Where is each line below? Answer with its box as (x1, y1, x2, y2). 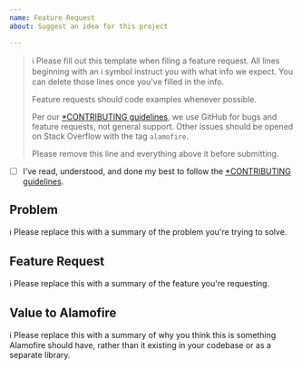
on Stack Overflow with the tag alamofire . (31, 131, 189, 141)
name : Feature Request (9, 13, 95, 23)
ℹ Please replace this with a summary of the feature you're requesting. (9, 278, 270, 289)
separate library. (9, 350, 71, 360)
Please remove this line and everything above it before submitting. (31, 148, 279, 159)
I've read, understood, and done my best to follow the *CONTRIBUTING (22, 165, 292, 177)
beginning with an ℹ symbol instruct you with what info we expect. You (31, 65, 293, 77)
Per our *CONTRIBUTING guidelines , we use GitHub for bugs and (31, 111, 278, 122)
